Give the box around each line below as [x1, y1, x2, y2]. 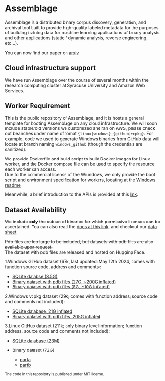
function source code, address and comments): [5, 264, 102, 270]
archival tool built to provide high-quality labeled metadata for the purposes [5, 24, 159, 30]
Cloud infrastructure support [5, 64, 96, 72]
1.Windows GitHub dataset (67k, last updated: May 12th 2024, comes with [5, 259, 155, 265]
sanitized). [5, 146, 27, 152]
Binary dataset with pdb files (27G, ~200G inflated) [12, 279, 116, 285]
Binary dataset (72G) [12, 348, 55, 353]
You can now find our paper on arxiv [5, 50, 79, 56]
